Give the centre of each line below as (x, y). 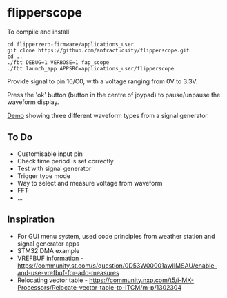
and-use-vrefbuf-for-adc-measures (68, 272)
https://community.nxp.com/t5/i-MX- (142, 280)
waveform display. (33, 102)
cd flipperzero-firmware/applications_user (71, 44)
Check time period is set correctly (65, 161)
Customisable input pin (50, 154)
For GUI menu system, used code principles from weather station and (116, 236)
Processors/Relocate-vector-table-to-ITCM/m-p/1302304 (99, 287)
